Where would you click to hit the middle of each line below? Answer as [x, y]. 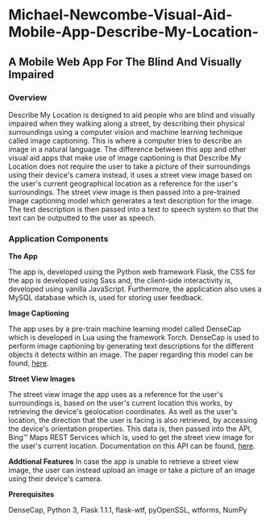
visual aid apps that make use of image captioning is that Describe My [125, 157]
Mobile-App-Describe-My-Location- [134, 32]
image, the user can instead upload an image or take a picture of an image [132, 471]
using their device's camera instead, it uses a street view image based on [130, 174]
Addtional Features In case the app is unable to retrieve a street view [124, 462]
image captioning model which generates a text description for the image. [131, 200]
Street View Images [42, 379]
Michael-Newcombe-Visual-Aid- [120, 15]
